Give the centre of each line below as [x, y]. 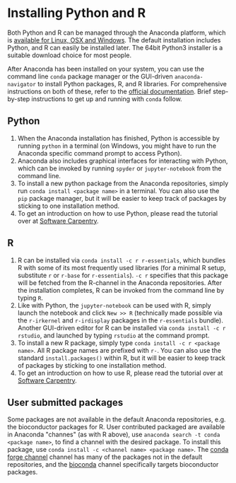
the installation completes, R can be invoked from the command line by [121, 290]
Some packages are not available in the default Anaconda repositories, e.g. [117, 419]
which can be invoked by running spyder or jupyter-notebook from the [119, 168]
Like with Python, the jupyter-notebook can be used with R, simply [114, 305]
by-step [19, 99]
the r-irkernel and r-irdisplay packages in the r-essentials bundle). [120, 320]
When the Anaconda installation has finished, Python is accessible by [119, 138]
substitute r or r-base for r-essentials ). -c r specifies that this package [123, 275]
